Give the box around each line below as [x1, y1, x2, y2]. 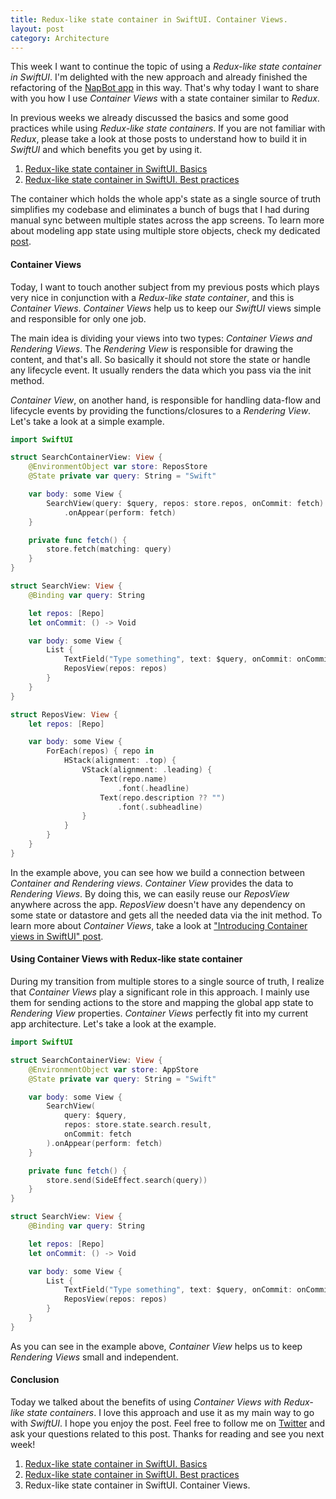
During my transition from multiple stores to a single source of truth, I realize [10, 976, 325, 988]
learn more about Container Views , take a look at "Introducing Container [10, 919, 308, 931]
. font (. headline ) [117, 783, 190, 793]
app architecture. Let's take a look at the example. [10, 1018, 217, 1030]
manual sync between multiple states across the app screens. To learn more [10, 214, 325, 226]
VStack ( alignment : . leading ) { [81, 765, 213, 775]
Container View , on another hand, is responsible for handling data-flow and [10, 394, 322, 406]
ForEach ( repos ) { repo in [46, 746, 155, 756]
